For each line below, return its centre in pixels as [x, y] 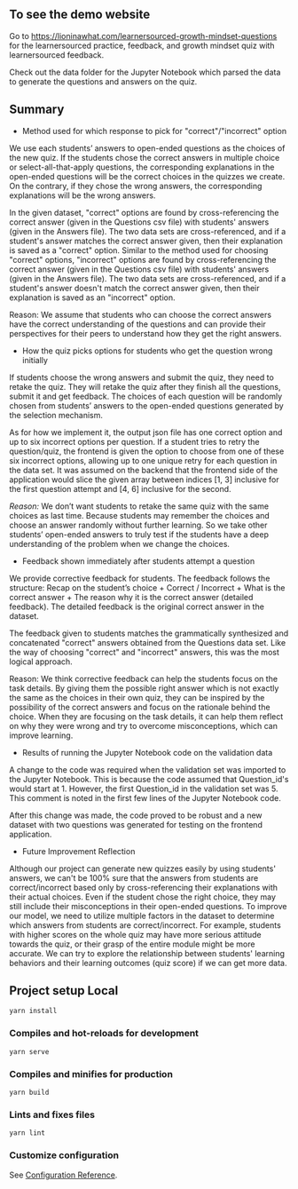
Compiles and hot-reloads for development [104, 1034]
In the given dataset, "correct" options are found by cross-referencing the [144, 212]
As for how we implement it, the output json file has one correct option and [146, 432]
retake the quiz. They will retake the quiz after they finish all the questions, [145, 386]
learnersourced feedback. [57, 55]
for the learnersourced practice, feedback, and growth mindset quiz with [142, 45]
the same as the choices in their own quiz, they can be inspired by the [137, 697]
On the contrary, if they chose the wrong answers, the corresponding [136, 186]
